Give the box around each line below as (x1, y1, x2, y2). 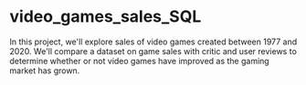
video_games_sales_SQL (9, 6, 202, 27)
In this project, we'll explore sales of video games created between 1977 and (9, 36, 298, 47)
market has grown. (9, 65, 80, 76)
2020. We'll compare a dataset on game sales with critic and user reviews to (9, 45, 297, 56)
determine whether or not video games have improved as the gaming (9, 55, 269, 66)
